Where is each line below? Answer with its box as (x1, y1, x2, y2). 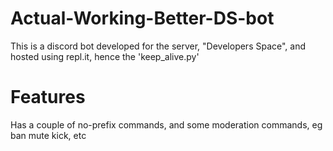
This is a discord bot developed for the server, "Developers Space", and (10, 40, 307, 52)
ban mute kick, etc (10, 129, 87, 141)
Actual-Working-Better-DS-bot (10, 7, 275, 30)
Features (10, 86, 86, 109)
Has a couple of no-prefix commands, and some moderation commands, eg (10, 118, 323, 131)
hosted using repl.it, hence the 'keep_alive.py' (10, 50, 200, 62)
